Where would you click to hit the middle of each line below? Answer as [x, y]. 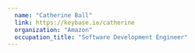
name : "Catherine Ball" [53, 15]
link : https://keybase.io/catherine [75, 23]
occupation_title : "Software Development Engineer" [101, 37]
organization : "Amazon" [53, 30]
